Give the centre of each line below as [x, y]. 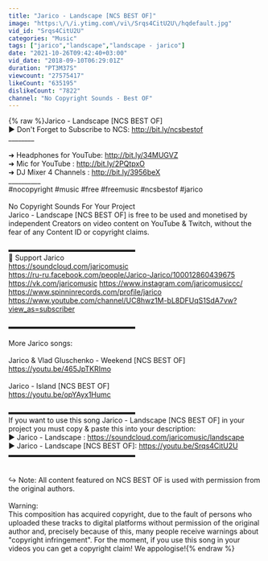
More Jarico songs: [41, 344]
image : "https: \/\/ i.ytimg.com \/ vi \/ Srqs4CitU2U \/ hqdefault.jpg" [120, 23]
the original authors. [41, 489]
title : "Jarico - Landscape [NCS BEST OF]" [82, 16]
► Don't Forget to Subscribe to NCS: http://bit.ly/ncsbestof [106, 130]
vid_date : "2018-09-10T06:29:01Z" [66, 61]
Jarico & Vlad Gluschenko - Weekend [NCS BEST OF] [97, 361]
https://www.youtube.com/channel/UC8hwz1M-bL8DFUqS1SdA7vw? [123, 301]
